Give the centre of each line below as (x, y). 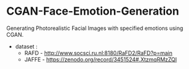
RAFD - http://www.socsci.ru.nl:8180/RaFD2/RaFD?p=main (98, 53)
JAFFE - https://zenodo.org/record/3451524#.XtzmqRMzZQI (101, 59)
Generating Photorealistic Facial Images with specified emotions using (95, 28)
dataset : (26, 46)
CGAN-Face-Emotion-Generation (93, 11)
